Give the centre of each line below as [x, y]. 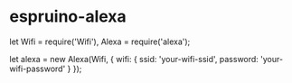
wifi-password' [38, 69]
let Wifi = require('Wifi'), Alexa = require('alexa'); [100, 41]
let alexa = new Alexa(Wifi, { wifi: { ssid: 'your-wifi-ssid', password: [134, 59]
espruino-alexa [68, 17]
